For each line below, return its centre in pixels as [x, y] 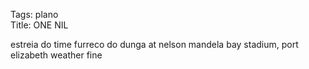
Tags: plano [34, 14]
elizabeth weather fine [56, 55]
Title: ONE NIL [39, 25]
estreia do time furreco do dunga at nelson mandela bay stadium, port [154, 44]
